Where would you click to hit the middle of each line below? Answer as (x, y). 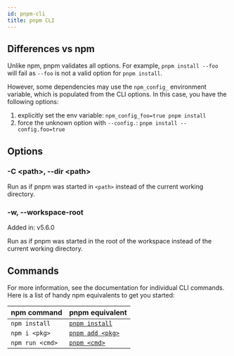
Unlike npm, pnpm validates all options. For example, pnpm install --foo (113, 66)
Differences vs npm (51, 49)
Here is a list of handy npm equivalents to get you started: (91, 295)
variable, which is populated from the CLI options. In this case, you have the (117, 94)
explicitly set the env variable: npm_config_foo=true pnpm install (112, 115)
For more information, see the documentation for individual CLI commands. (116, 288)
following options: (33, 102)
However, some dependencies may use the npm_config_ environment (107, 87)
